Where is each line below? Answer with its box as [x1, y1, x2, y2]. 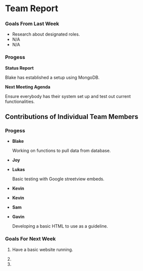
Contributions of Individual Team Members [5, 113, 139, 121]
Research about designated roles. [12, 31, 80, 37]
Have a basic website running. [12, 247, 73, 252]
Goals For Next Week [5, 235, 56, 242]
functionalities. [5, 98, 35, 104]
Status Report [5, 65, 34, 71]
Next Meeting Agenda [5, 84, 50, 90]
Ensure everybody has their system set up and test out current [5, 93, 131, 99]
